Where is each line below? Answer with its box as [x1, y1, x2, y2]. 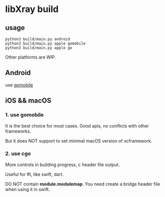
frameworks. [5, 128, 31, 134]
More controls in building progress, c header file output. [5, 161, 120, 167]
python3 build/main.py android [5, 36, 70, 41]
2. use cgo [5, 150, 31, 157]
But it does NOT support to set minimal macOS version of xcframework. [5, 137, 153, 143]
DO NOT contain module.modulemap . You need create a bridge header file [5, 181, 161, 187]
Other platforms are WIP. [5, 54, 56, 60]
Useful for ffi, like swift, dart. [5, 171, 64, 177]
